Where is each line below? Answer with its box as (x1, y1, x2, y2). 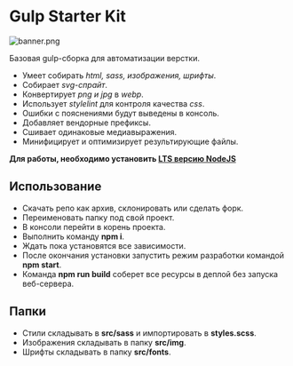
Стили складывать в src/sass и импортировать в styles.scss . (21, 327, 257, 338)
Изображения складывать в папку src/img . (21, 337, 186, 347)
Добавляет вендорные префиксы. (21, 117, 151, 128)
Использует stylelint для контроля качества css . (21, 98, 205, 108)
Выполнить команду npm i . (21, 231, 125, 242)
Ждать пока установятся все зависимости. (21, 240, 186, 251)
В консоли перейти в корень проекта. (21, 221, 166, 232)
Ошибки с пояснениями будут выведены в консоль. (21, 107, 220, 118)
